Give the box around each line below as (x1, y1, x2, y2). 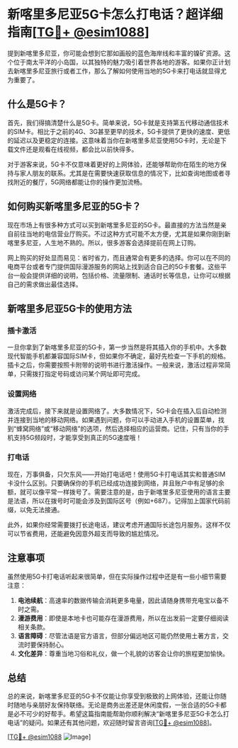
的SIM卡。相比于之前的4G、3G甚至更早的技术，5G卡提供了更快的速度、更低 (7, 127, 230, 135)
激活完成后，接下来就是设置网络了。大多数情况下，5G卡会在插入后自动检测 (7, 407, 227, 415)
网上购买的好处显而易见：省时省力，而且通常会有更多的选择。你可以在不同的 (7, 253, 231, 262)
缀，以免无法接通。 (7, 505, 64, 514)
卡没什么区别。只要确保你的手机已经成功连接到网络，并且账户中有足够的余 (7, 479, 225, 487)
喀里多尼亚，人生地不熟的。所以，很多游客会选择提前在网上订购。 (7, 238, 200, 246)
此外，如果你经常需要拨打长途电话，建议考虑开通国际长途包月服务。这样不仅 (7, 520, 231, 528)
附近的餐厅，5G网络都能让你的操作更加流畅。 (13, 178, 147, 186)
